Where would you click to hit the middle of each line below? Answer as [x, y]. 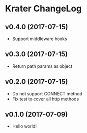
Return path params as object [42, 66]
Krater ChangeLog [43, 9]
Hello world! [24, 126]
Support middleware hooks [40, 39]
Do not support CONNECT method [47, 93]
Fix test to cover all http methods [45, 99]
